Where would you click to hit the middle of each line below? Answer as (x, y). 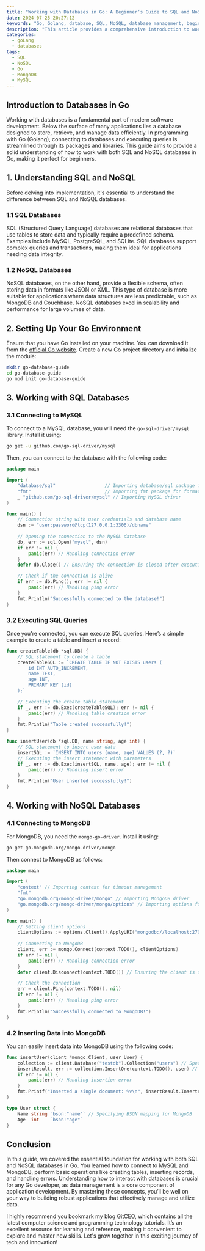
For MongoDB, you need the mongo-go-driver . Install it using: (82, 836)
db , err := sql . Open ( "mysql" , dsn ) (63, 542)
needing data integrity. (35, 254)
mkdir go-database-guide (38, 367)
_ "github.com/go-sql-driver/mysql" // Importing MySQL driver (99, 497)
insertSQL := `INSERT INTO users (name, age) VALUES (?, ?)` (96, 752)
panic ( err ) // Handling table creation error (87, 713)
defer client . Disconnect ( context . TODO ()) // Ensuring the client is (106, 972)
